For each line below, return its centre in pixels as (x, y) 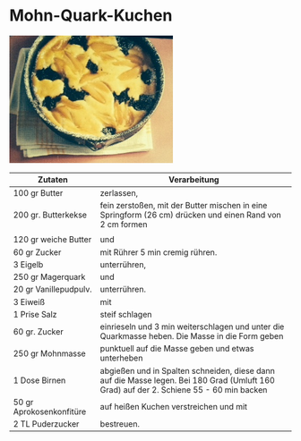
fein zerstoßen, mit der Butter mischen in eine (184, 205)
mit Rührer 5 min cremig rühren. (159, 252)
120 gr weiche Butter (52, 240)
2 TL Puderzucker (46, 424)
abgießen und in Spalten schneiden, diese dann (187, 370)
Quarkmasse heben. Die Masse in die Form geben (192, 336)
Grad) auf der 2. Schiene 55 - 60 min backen (184, 389)
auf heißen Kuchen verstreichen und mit (174, 407)
